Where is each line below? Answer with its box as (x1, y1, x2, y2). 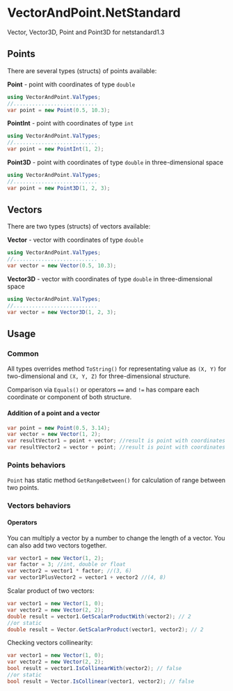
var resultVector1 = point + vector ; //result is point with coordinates (7, 437, 226, 444)
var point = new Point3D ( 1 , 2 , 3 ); (7, 185, 111, 192)
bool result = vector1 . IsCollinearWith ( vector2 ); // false (7, 665, 182, 672)
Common (7, 349, 40, 358)
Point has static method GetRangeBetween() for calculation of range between (7, 476, 226, 485)
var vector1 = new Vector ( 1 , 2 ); (7, 554, 104, 561)
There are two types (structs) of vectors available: (7, 222, 151, 231)
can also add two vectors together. (7, 541, 107, 550)
